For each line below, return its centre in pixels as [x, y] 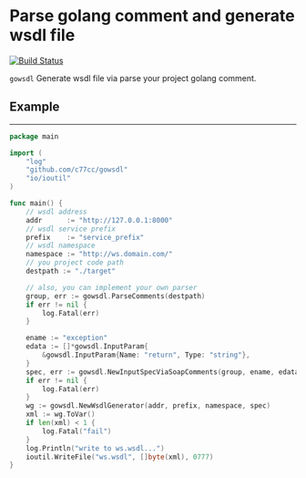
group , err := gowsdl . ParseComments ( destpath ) [116, 296]
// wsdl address [57, 212]
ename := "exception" [66, 338]
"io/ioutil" [48, 179]
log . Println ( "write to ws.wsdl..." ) [96, 448]
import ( [26, 153]
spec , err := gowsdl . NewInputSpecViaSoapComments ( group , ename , [150, 372]
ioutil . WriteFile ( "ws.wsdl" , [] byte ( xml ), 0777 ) [120, 457]
